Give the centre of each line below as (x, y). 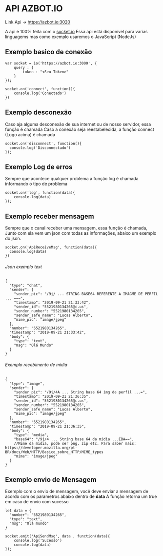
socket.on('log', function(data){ (40, 193)
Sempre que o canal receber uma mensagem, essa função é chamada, (76, 228)
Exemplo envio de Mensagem (51, 480)
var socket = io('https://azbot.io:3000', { (51, 63)
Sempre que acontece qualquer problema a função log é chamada (72, 179)
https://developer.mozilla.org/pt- (41, 448)
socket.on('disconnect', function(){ (43, 144)
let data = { (18, 511)
